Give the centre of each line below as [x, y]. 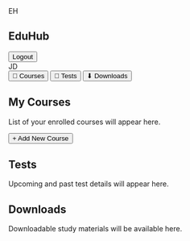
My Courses [39, 102]
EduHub [29, 37]
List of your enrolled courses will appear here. [85, 122]
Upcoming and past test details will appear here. [89, 184]
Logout [23, 57]
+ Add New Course [41, 138]
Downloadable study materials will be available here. [95, 229]
